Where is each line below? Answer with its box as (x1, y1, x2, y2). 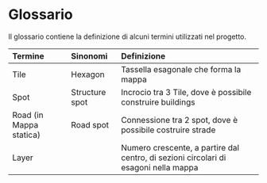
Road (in (12, 109, 44, 120)
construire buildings (120, 97, 195, 108)
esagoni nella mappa (120, 162, 199, 173)
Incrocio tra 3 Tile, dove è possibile (120, 86, 252, 97)
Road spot (71, 119, 110, 130)
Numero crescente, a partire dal (120, 142, 240, 153)
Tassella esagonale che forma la (120, 63, 242, 74)
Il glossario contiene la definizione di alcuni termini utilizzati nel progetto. (8, 32, 247, 41)
